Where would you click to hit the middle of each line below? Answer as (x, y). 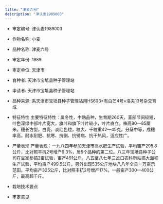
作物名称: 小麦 (26, 39)
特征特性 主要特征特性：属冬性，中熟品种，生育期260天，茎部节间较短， (85, 117)
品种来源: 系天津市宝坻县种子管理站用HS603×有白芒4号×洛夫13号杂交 (82, 101)
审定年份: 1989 (27, 59)
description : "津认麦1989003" (35, 14)
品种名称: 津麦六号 (30, 49)
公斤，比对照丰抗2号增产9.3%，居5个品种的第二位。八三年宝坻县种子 (82, 152)
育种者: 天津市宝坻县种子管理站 (43, 80)
